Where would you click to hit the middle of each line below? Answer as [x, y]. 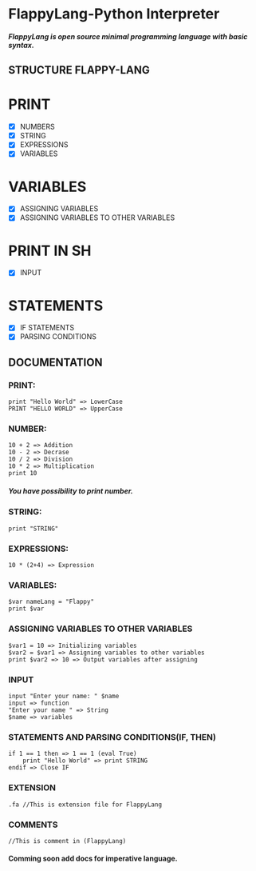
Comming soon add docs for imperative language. [93, 859]
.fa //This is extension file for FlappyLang [85, 805]
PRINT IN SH [50, 251]
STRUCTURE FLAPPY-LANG [79, 70]
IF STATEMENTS [47, 328]
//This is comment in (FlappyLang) [67, 841]
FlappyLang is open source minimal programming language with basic [128, 36]
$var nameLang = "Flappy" [51, 602]
